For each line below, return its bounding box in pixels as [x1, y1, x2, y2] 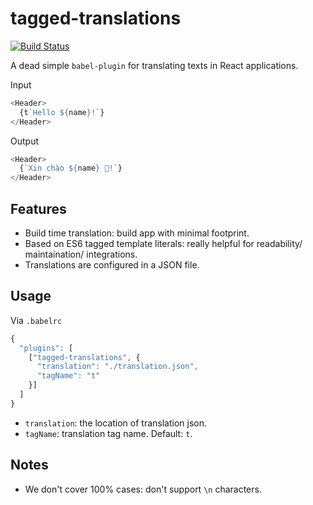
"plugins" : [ [19, 343, 74, 353]
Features [10, 200, 67, 217]
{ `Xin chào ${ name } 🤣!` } [19, 163, 123, 174]
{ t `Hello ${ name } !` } [19, 107, 105, 117]
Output [10, 135, 39, 147]
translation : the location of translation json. [24, 417, 208, 429]
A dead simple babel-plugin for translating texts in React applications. [10, 59, 299, 71]
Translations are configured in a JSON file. [24, 259, 200, 271]
